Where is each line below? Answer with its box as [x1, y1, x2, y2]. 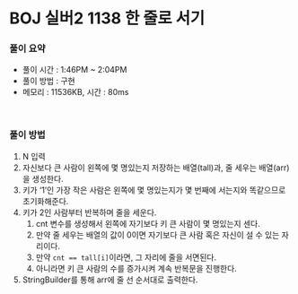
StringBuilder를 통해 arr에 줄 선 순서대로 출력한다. [22, 274, 198, 285]
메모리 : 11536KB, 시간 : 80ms [22, 87, 129, 98]
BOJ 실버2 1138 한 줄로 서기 [9, 8, 206, 29]
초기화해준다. [22, 195, 69, 206]
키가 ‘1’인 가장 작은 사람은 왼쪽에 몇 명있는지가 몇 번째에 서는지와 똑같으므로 [22, 185, 286, 195]
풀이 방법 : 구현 [22, 75, 75, 86]
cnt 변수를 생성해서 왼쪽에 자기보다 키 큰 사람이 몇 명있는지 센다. [35, 218, 260, 229]
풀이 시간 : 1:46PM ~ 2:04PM [22, 65, 127, 75]
